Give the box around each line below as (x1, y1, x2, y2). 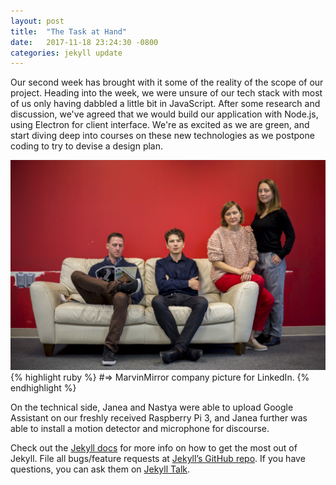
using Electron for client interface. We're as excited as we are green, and (10, 119, 310, 131)
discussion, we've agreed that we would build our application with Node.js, (10, 108, 319, 120)
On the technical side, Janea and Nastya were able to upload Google (10, 401, 294, 413)
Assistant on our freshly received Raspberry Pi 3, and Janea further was (10, 411, 308, 424)
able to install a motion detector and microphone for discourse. (10, 422, 270, 434)
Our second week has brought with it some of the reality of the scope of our (10, 76, 324, 89)
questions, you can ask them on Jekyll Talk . (10, 463, 191, 475)
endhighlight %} (10, 381, 77, 394)
